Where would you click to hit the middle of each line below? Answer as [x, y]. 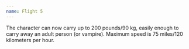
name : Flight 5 [25, 11]
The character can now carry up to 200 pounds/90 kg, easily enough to [92, 28]
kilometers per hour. [30, 40]
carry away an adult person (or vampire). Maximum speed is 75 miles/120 [94, 34]
